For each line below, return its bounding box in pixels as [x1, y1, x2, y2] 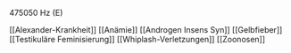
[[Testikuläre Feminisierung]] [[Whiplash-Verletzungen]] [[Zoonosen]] [9, 34, 266, 44]
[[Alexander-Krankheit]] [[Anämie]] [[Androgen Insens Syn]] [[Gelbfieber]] [9, 25, 283, 34]
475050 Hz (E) [9, 8, 63, 18]
